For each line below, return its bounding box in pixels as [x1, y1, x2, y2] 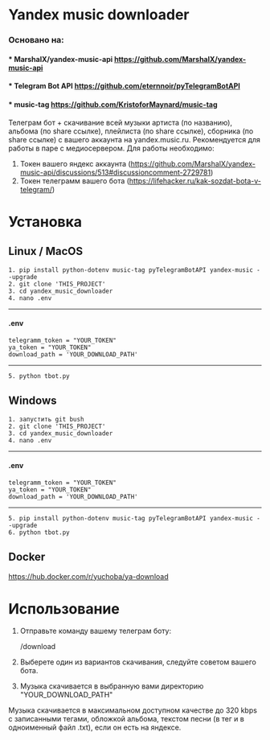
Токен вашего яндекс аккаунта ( [19, 158, 131, 168]
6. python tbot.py [8, 528, 70, 536]
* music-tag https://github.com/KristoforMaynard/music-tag [8, 99, 219, 109]
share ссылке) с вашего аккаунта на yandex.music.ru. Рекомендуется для [8, 134, 261, 144]
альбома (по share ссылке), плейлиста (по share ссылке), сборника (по [8, 126, 254, 136]
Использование [8, 599, 121, 618]
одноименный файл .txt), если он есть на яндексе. [8, 722, 182, 733]
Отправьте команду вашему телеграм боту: [19, 626, 172, 636]
